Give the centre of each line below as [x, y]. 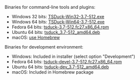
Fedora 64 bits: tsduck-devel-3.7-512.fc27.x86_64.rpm [67, 62]
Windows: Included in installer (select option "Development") [73, 56]
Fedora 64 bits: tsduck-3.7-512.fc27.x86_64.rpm [60, 27]
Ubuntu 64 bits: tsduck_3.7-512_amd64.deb [56, 32]
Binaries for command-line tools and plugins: [50, 7]
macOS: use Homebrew [36, 37]
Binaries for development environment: [44, 47]
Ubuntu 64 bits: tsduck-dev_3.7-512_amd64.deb [60, 67]
